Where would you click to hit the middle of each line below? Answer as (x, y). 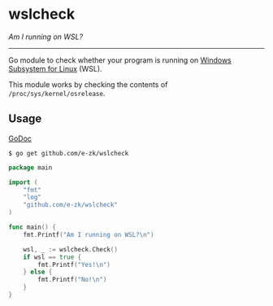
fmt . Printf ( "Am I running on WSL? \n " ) (89, 234)
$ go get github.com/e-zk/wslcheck (69, 153)
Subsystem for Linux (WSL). (56, 68)
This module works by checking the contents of (88, 84)
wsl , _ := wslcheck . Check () (70, 249)
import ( (23, 182)
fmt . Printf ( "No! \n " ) (72, 280)
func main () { (32, 227)
